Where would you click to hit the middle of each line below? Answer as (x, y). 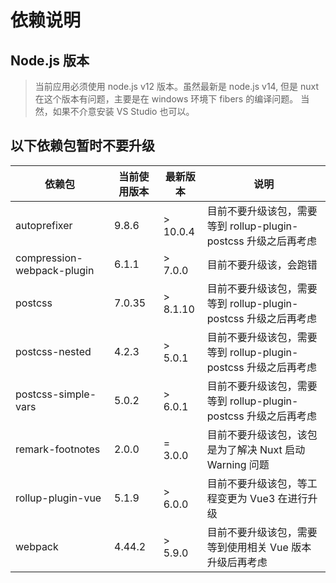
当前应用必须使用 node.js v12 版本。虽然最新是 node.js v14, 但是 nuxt (177, 86)
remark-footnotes (58, 449)
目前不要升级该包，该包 (262, 434)
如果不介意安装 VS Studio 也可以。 (123, 111)
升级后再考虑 (237, 562)
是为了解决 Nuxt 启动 (256, 449)
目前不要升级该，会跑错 (262, 264)
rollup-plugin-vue (58, 498)
